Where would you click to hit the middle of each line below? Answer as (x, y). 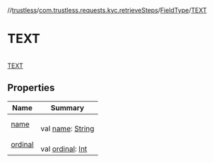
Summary (67, 107)
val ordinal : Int (64, 149)
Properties (31, 88)
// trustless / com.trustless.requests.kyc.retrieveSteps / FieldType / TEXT (107, 10)
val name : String (67, 128)
